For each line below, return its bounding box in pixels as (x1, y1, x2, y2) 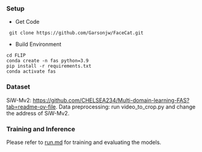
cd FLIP (6, 52, 26, 59)
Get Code (15, 18, 40, 26)
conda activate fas (6, 68, 56, 74)
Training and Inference (6, 125, 75, 133)
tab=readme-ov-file (6, 103, 56, 110)
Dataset (6, 82, 31, 91)
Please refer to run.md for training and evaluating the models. (6, 139, 162, 146)
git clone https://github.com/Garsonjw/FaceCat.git (9, 30, 144, 36)
